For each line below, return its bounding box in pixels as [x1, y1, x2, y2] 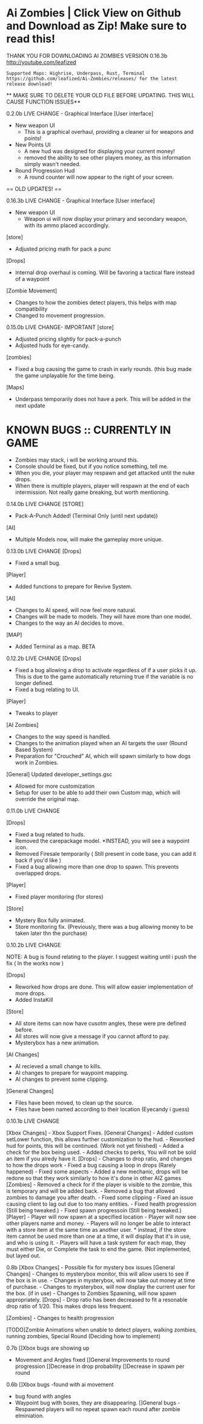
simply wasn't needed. [24, 160, 81, 167]
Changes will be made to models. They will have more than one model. [15, 613, 192, 620]
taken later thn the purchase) [15, 929, 88, 937]
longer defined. [15, 679, 54, 687]
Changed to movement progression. [15, 311, 105, 319]
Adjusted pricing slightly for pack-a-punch [15, 335, 121, 342]
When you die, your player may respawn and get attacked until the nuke [15, 469, 195, 476]
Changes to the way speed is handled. [15, 733, 111, 740]
